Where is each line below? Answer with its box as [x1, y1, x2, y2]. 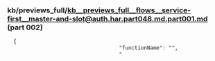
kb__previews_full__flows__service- [67, 5, 191, 15]
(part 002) [7, 23, 43, 32]
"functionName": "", [119, 45, 178, 51]
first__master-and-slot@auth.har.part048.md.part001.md [7, 14, 208, 23]
